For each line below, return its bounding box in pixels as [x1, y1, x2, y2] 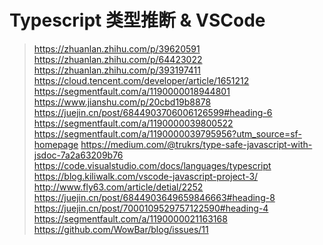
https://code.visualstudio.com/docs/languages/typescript [33, 159, 272, 171]
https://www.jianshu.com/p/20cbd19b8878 [33, 96, 212, 108]
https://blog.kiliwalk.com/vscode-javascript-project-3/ [33, 170, 259, 182]
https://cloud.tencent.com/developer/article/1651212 [33, 74, 250, 86]
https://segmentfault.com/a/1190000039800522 [33, 117, 234, 129]
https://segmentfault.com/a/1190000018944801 [33, 85, 231, 97]
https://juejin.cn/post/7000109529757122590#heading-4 [33, 202, 269, 214]
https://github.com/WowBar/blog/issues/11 [33, 223, 209, 235]
